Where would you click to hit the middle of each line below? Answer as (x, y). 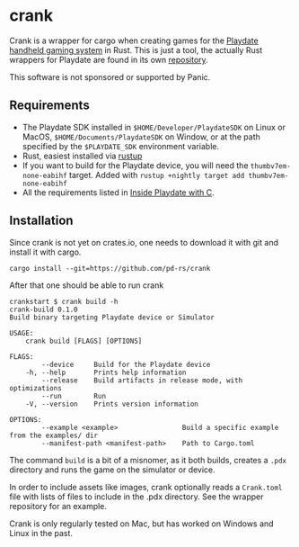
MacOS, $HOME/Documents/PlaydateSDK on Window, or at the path (141, 137)
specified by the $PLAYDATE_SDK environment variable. (121, 146)
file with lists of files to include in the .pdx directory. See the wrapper (136, 497)
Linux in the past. (41, 533)
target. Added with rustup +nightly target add (157, 175)
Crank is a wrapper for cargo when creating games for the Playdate (134, 40)
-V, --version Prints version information (112, 404)
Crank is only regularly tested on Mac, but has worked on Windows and (141, 524)
